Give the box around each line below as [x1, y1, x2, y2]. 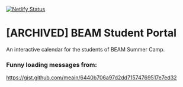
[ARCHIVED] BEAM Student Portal [6, 27, 176, 40]
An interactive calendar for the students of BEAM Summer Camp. [6, 46, 165, 53]
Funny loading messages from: [6, 60, 98, 69]
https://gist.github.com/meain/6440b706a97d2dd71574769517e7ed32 [6, 74, 177, 81]
